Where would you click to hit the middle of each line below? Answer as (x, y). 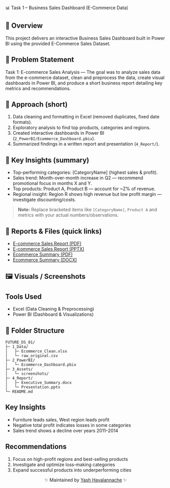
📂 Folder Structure (35, 330)
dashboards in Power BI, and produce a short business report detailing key (84, 83)
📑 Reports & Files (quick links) (54, 231)
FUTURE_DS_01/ (20, 342)
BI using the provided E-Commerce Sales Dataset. (58, 44)
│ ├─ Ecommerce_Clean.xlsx (36, 351)
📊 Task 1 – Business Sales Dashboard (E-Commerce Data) (67, 8)
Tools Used (23, 297)
